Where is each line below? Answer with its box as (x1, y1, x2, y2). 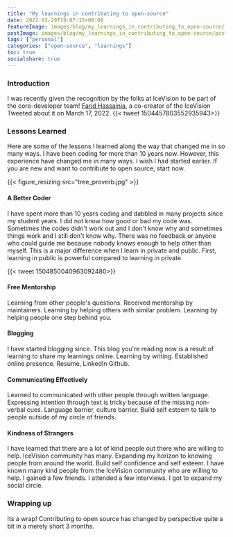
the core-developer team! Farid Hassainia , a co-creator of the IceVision (7, 102, 211, 110)
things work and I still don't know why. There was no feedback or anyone (7, 231, 216, 240)
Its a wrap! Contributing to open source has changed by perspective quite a (7, 514, 223, 522)
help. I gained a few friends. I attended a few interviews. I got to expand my (7, 474, 223, 482)
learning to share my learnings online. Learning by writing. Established (7, 352, 208, 360)
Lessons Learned (7, 126, 67, 136)
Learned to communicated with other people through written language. (7, 391, 210, 399)
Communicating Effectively (7, 375, 88, 383)
